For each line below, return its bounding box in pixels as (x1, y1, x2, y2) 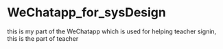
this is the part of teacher (7, 34, 79, 42)
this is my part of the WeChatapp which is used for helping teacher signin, (7, 27, 217, 35)
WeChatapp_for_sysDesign (7, 5, 166, 20)
